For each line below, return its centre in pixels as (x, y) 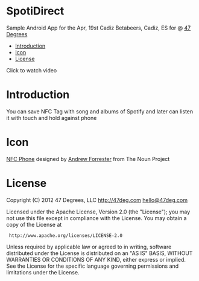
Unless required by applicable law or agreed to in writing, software (89, 247)
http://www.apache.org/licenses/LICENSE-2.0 (65, 235)
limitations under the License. (43, 272)
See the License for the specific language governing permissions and (93, 266)
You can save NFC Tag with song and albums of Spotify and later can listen (100, 111)
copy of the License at (34, 224)
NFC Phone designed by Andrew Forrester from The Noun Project (88, 159)
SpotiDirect (35, 11)
